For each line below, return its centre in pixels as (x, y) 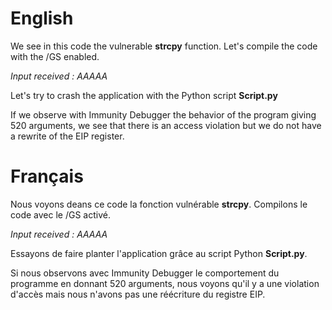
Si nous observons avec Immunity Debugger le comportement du (145, 273)
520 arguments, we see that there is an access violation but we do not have (166, 125)
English (42, 18)
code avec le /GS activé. (60, 214)
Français (47, 176)
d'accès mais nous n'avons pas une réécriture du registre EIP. (138, 294)
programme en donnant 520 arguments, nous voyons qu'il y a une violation (165, 283)
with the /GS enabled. (55, 56)
